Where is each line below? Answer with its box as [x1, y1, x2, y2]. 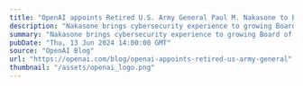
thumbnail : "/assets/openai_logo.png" [9, 64, 155, 73]
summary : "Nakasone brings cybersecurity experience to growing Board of [9, 30, 293, 39]
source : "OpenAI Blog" [9, 47, 95, 56]
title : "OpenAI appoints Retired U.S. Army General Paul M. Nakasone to [9, 13, 289, 22]
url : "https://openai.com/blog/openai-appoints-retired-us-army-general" [9, 55, 293, 64]
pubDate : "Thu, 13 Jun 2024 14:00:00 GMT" [9, 38, 171, 47]
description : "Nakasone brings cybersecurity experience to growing [9, 21, 272, 30]
